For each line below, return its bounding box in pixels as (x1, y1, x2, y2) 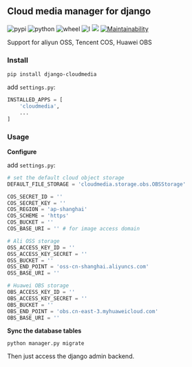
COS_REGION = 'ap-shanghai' (7, 206, 88, 213)
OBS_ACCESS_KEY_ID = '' (7, 289, 76, 296)
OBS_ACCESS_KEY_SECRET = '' (7, 295, 88, 302)
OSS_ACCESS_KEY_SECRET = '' (7, 250, 88, 257)
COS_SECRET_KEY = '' (7, 199, 67, 206)
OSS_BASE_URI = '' (7, 270, 60, 277)
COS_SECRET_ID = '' (7, 193, 63, 200)
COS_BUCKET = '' (7, 219, 54, 226)
